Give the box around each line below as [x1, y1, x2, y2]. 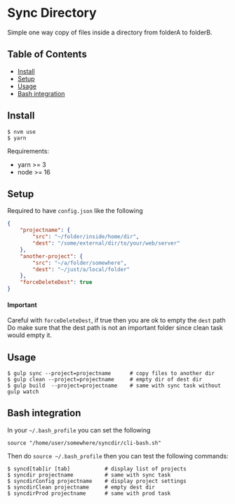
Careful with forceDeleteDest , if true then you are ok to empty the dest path [7, 316, 226, 325]
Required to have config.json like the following [7, 207, 144, 215]
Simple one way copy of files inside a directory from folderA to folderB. [7, 28, 213, 36]
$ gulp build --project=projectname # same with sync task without [7, 382, 221, 390]
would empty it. [7, 331, 53, 339]
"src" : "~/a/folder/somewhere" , [32, 259, 128, 266]
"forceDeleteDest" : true [20, 279, 93, 286]
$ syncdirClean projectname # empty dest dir [7, 484, 156, 491]
